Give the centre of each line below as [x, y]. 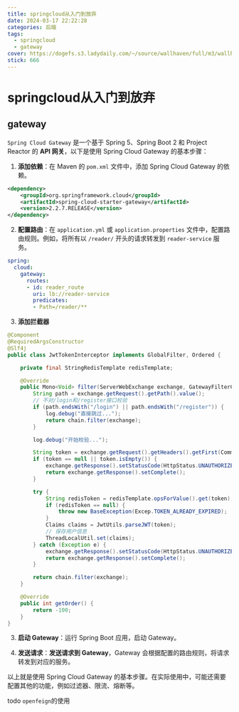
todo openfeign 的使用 [39, 701]
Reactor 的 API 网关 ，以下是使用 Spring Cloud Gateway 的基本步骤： [108, 151]
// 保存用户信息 [66, 531]
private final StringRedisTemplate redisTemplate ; [97, 368]
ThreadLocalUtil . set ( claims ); [90, 538]
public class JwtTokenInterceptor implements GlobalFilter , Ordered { [114, 355]
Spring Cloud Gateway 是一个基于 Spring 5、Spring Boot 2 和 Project [107, 142]
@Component [23, 335]
